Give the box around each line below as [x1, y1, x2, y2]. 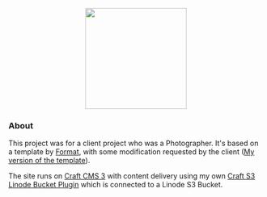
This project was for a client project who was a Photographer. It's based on [8, 138, 259, 149]
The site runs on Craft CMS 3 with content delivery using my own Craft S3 [8, 171, 256, 181]
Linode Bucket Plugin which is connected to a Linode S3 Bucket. [8, 180, 223, 190]
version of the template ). [8, 156, 91, 166]
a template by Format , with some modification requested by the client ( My [8, 147, 255, 157]
